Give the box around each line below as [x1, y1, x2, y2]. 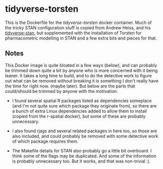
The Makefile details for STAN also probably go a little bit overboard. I [12, 148, 152, 153]
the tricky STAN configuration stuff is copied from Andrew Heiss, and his [5, 24, 151, 30]
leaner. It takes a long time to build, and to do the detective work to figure [5, 72, 152, 79]
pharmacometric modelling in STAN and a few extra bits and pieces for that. [5, 35, 157, 41]
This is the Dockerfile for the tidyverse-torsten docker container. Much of [5, 20, 152, 25]
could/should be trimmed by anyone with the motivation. [5, 88, 118, 94]
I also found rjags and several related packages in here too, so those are [12, 128, 157, 134]
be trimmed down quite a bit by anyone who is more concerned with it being [5, 67, 158, 73]
